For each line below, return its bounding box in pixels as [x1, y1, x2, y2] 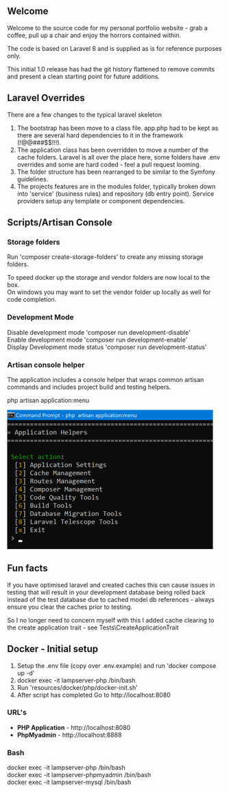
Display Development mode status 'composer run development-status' [7, 343, 207, 351]
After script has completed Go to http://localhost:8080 [16, 691, 171, 699]
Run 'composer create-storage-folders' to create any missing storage [7, 253, 204, 261]
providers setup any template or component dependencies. [16, 197, 185, 205]
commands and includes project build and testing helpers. [7, 383, 171, 391]
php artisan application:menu [7, 396, 90, 404]
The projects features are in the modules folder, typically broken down [16, 182, 216, 190]
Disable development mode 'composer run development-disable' [7, 328, 191, 336]
